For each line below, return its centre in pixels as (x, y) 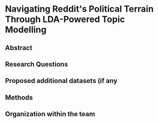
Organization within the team (50, 114)
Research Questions (37, 64)
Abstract (19, 48)
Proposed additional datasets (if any (61, 81)
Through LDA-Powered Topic (65, 19)
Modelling (26, 30)
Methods (19, 97)
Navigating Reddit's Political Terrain (79, 9)
